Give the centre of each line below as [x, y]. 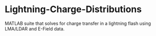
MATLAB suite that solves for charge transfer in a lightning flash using [78, 23]
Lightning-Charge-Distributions [73, 9]
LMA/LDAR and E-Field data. [35, 28]
